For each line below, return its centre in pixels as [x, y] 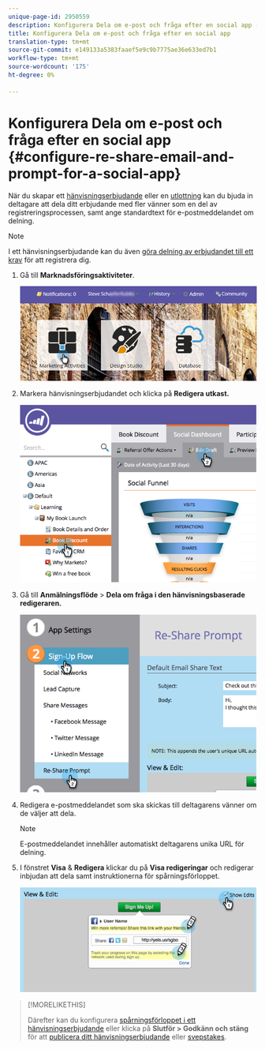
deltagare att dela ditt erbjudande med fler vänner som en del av [113, 204]
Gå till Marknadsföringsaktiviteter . [77, 275]
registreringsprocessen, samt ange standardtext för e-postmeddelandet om [131, 212]
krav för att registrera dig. [50, 260]
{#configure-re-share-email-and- [121, 157]
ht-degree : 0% [32, 75]
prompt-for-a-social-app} [95, 173]
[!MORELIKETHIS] [56, 1005]
